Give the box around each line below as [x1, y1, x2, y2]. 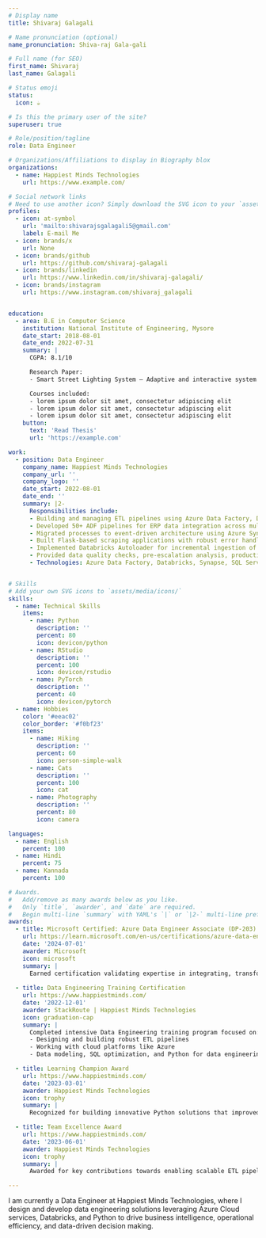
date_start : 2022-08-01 [22, 485, 101, 493]
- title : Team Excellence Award [15, 1123, 123, 1131]
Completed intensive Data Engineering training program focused [28, 1028, 246, 1036]
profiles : [8, 208, 41, 215]
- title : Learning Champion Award [15, 1065, 129, 1072]
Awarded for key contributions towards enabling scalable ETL [28, 1168, 239, 1175]
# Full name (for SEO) [8, 55, 83, 63]
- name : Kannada [15, 867, 69, 875]
